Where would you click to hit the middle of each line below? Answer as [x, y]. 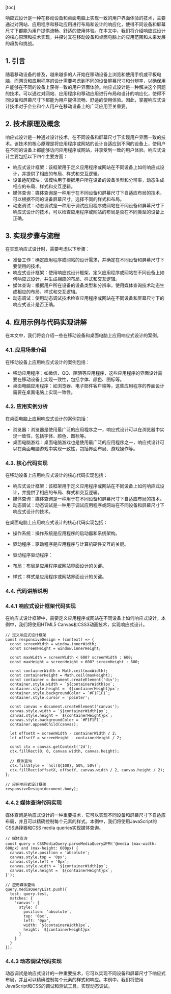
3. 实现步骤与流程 [33, 236]
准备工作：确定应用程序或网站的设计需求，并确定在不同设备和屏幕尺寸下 [88, 260]
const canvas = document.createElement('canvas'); [65, 707]
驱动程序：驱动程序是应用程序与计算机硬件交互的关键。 [70, 544]
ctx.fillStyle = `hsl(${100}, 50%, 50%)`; [55, 766]
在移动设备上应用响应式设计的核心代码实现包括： [56, 475]
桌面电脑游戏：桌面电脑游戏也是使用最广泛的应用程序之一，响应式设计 [86, 442]
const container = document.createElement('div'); [65, 680]
